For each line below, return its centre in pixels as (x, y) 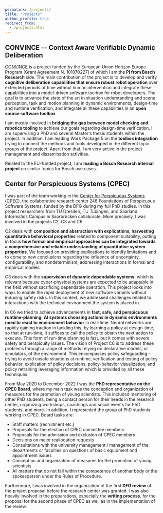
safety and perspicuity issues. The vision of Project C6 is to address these (80, 343)
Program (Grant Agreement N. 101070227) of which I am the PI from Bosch (80, 72)
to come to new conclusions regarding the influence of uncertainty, (72, 257)
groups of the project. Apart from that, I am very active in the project (74, 149)
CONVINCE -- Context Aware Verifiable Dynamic (80, 48)
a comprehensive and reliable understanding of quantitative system (75, 246)
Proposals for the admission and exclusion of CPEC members (73, 434)
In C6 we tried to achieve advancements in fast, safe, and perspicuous (77, 312)
